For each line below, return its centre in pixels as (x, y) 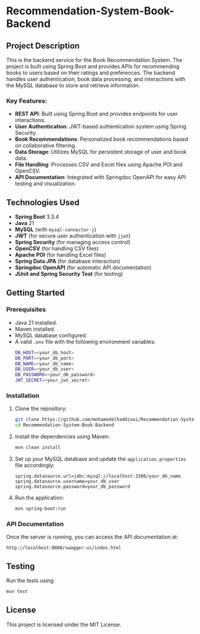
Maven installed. (35, 329)
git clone (27, 420)
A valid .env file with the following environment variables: (85, 341)
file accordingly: (35, 465)
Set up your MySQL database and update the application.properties (100, 458)
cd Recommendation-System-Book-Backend (64, 425)
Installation (23, 395)
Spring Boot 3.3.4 (37, 217)
